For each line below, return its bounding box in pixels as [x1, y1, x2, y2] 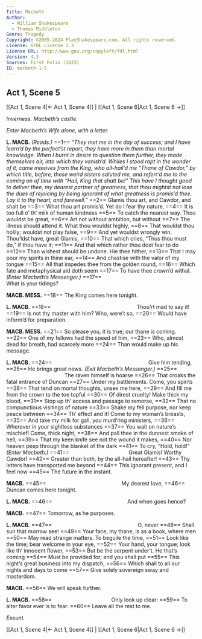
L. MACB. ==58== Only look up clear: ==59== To [6, 596, 188, 603]
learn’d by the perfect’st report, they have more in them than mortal [6, 145, 174, 152]
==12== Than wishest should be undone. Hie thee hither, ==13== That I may [6, 248, 196, 255]
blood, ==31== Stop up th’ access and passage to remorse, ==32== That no [6, 397, 197, 405]
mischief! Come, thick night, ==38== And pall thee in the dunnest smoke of [6, 430, 194, 437]
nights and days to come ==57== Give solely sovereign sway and [6, 566, 169, 574]
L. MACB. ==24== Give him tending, [6, 359, 192, 366]
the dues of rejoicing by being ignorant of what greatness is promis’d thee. [6, 190, 192, 197]
